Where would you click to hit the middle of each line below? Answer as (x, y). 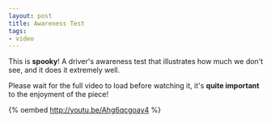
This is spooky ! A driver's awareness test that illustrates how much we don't (136, 61)
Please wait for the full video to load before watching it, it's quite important (134, 86)
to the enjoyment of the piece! (59, 95)
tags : (17, 31)
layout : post (30, 16)
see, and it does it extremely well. (64, 70)
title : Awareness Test (47, 23)
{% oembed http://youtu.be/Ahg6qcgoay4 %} (85, 110)
